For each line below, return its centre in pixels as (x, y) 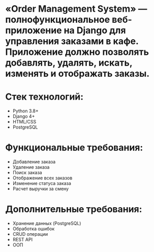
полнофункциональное (58, 20)
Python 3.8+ (26, 111)
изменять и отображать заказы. (78, 74)
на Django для (95, 30)
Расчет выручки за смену (41, 189)
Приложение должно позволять (77, 52)
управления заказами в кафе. (72, 41)
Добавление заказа (34, 162)
